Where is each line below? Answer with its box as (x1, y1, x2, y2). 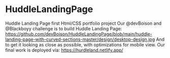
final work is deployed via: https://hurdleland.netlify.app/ (5, 47, 123, 53)
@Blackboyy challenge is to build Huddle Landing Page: (5, 25, 122, 31)
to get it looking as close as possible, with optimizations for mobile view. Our (5, 41, 165, 47)
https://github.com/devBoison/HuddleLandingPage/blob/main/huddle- (5, 31, 152, 37)
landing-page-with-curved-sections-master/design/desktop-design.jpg (5, 36, 155, 42)
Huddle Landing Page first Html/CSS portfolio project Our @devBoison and (5, 20, 162, 26)
